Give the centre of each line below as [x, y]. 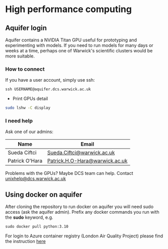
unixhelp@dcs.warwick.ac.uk [36, 179]
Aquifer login [26, 28]
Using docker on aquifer [44, 194]
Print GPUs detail [30, 99]
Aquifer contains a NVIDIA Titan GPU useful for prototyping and [71, 40]
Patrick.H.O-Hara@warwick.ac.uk [87, 161]
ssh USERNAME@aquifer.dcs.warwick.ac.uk [48, 89]
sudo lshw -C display [28, 108]
